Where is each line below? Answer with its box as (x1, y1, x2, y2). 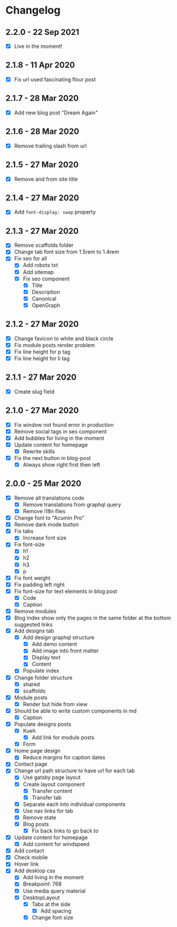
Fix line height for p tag (14, 348, 71, 355)
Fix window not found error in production (14, 421, 114, 428)
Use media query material (22, 887, 86, 895)
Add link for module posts (31, 734, 95, 741)
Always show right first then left (22, 461, 101, 468)
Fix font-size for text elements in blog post (14, 587, 117, 595)
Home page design (14, 748, 61, 755)
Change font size (31, 913, 74, 921)
